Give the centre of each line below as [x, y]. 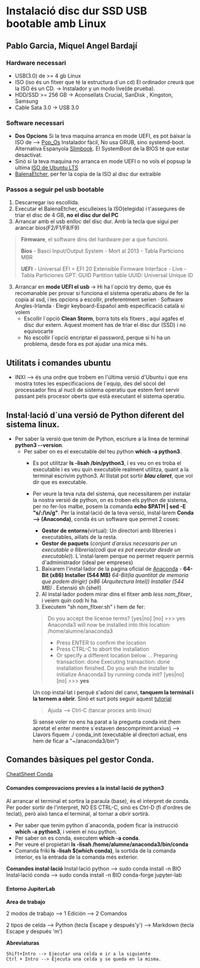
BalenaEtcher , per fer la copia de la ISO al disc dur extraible [88, 174]
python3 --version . [39, 445]
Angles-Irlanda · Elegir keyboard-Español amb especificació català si [100, 306]
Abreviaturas [23, 943]
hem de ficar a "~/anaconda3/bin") [76, 741]
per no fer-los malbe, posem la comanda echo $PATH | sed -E [109, 507]
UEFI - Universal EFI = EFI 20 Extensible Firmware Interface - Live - [104, 269]
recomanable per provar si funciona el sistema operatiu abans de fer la [102, 293]
